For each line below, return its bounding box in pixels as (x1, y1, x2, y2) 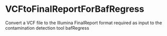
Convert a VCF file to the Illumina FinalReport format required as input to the (5, 20, 162, 26)
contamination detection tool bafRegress (5, 25, 89, 31)
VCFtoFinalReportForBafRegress (5, 3, 144, 15)
